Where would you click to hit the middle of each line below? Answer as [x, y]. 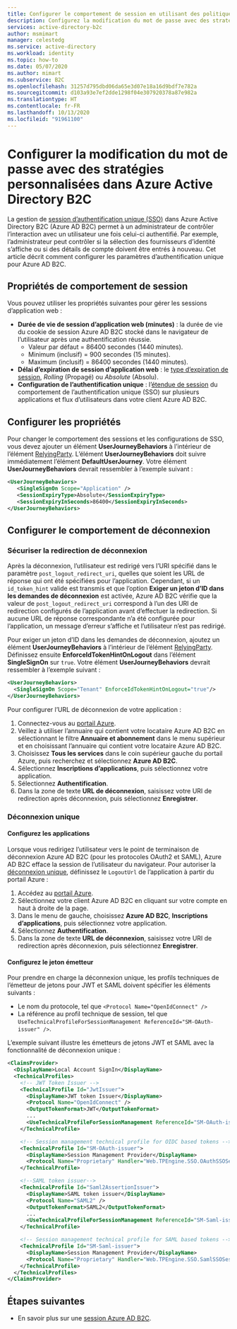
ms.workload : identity [41, 54]
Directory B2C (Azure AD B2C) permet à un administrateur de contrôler [110, 226]
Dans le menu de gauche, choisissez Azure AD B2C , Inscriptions [113, 916]
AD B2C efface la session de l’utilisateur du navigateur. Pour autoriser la [112, 864]
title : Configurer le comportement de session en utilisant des [104, 14]
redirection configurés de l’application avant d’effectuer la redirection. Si [112, 611]
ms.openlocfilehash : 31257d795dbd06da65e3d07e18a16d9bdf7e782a [102, 86]
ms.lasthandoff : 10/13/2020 [49, 113]
